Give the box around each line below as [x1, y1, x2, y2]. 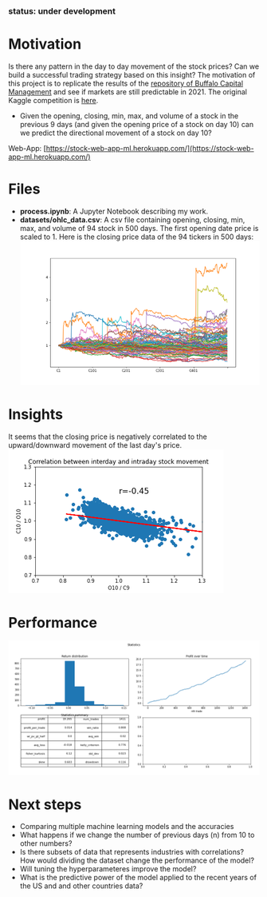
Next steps [8, 795, 82, 813]
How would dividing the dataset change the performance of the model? [19, 855, 255, 865]
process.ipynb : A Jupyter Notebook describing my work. [19, 206, 209, 216]
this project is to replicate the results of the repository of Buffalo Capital [8, 78, 244, 88]
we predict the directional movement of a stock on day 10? [19, 128, 213, 138]
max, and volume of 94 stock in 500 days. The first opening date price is [19, 223, 259, 233]
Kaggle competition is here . [8, 95, 99, 105]
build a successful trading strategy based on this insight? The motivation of [8, 70, 256, 79]
